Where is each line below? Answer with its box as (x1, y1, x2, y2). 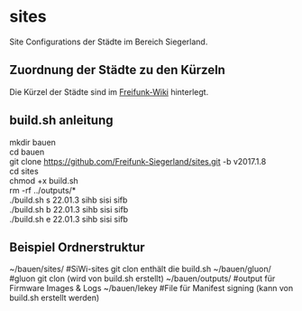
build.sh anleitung (9, 113, 114, 128)
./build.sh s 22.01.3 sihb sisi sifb (9, 194, 128, 205)
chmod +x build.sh (9, 174, 78, 186)
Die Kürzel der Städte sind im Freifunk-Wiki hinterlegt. (9, 86, 209, 97)
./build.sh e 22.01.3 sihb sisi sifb (9, 213, 129, 224)
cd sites (9, 165, 39, 176)
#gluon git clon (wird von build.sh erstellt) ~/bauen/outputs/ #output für (9, 273, 276, 284)
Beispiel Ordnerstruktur (9, 240, 146, 255)
